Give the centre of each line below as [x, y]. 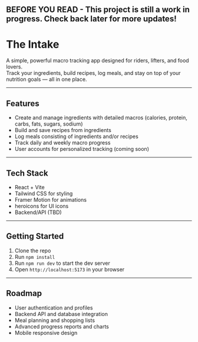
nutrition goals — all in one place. [47, 80]
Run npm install [35, 256]
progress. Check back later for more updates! [91, 19]
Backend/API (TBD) [38, 212]
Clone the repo [33, 251]
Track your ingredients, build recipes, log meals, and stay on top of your [93, 73]
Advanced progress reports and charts [62, 326]
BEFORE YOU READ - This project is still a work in [98, 10]
